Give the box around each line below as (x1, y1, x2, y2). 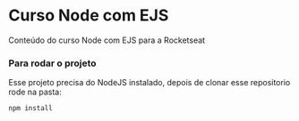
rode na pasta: (8, 86, 62, 98)
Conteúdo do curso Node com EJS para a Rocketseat (8, 35, 206, 45)
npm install (8, 104, 53, 113)
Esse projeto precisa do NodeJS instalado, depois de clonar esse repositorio (8, 77, 291, 88)
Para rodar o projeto (8, 57, 97, 69)
